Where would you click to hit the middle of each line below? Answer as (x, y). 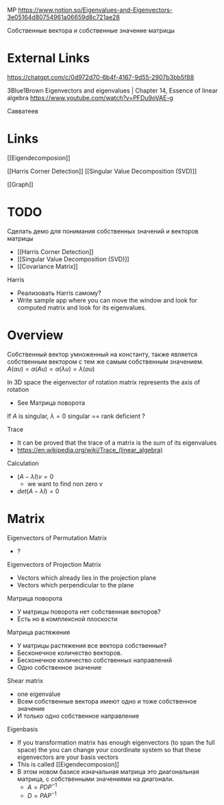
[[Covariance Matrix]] (47, 266)
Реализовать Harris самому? (59, 293)
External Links (49, 58)
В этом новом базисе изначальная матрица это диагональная (108, 771)
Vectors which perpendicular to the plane (75, 585)
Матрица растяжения (39, 632)
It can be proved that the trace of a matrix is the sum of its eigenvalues (117, 443)
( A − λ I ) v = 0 (35, 476)
